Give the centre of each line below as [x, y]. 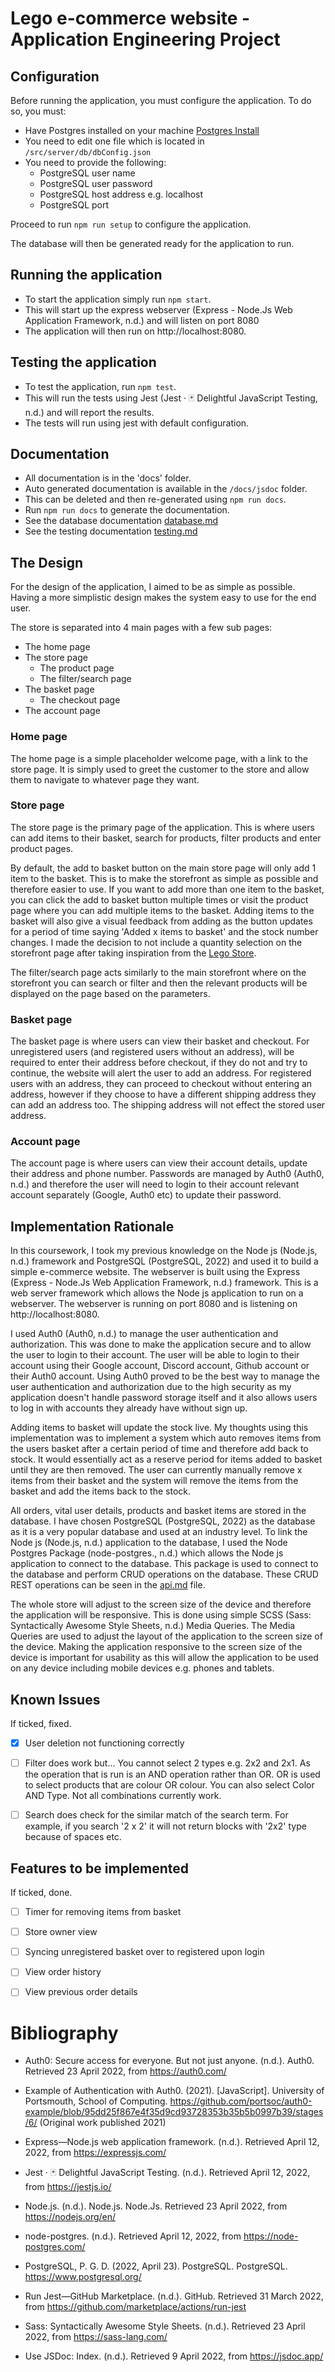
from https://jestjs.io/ [68, 2187]
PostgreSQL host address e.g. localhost [121, 194]
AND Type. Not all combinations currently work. [123, 1796]
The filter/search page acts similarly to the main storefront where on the [158, 972]
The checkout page [80, 700]
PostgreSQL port [74, 205]
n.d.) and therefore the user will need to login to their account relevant [155, 1184]
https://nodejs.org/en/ [70, 2217]
